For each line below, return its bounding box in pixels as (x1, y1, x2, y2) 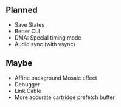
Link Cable (14, 87, 42, 94)
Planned (5, 5, 38, 15)
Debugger (14, 80, 40, 88)
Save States (14, 21, 45, 28)
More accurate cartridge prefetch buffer (14, 94, 115, 101)
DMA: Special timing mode (14, 33, 81, 41)
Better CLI (14, 27, 40, 35)
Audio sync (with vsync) (14, 40, 75, 47)
